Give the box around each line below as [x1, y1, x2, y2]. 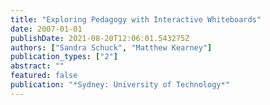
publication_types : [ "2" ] [10, 52, 118, 62]
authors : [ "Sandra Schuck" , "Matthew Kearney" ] [10, 42, 213, 53]
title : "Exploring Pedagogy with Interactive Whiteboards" [10, 14, 262, 25]
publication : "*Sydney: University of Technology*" [10, 80, 230, 90]
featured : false [10, 71, 78, 81]
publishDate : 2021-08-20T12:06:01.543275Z [10, 33, 190, 43]
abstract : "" [10, 61, 65, 71]
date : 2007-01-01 [10, 24, 83, 34]
